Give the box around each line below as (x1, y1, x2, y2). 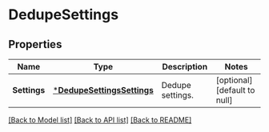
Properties (8, 38, 62, 51)
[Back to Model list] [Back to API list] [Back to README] (8, 115, 192, 125)
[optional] (215, 74, 253, 86)
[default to (215, 85, 255, 95)
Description (162, 62, 208, 72)
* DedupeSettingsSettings (52, 85, 154, 95)
